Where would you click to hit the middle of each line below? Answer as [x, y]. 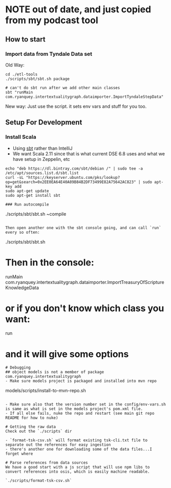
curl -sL [15, 177]
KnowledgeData [22, 288]
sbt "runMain [19, 92]
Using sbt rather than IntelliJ [42, 148]
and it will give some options [67, 354]
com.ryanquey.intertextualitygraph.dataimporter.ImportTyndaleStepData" [84, 97]
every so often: [23, 232]
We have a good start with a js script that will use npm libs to [78, 467]
